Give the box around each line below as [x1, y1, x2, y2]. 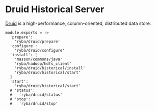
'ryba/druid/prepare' [14, 39, 60, 44]
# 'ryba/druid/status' [10, 92, 63, 97]
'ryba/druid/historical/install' [14, 65, 86, 70]
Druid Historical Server [5, 4, 105, 15]
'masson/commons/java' [14, 57, 63, 62]
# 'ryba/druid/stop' [10, 101, 58, 106]
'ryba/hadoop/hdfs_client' [14, 61, 72, 66]
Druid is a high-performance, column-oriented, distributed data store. [5, 20, 151, 26]
